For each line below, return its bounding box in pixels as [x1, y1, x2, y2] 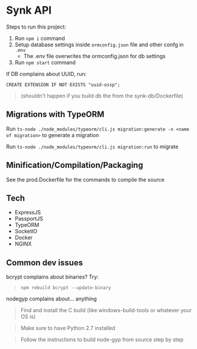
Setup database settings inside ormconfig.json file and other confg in [14, 41, 184, 48]
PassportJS [14, 215, 43, 223]
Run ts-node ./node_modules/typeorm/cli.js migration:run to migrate [6, 143, 179, 150]
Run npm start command [14, 59, 76, 66]
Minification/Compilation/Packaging [6, 160, 143, 170]
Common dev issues [6, 258, 83, 268]
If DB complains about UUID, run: [6, 70, 87, 77]
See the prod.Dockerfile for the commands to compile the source [6, 176, 164, 183]
